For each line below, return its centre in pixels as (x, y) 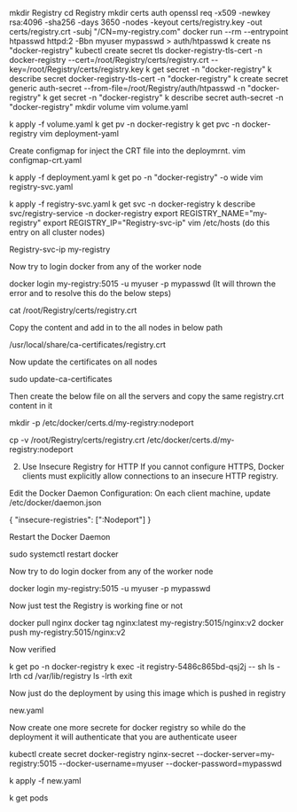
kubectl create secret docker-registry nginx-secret (102, 754)
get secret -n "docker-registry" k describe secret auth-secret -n (166, 98)
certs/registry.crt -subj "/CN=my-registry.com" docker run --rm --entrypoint (149, 31)
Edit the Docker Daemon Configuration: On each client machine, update (140, 493)
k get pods (29, 798)
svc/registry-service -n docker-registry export (94, 213)
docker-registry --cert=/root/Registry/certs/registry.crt (109, 60)
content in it (31, 406)
